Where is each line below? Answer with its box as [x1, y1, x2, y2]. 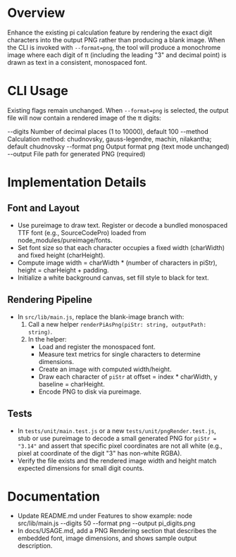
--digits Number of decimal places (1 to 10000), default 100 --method [7, 127, 209, 135]
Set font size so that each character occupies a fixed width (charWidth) [17, 243, 225, 251]
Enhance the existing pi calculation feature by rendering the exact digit [7, 28, 213, 37]
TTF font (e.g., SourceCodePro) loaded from [17, 228, 147, 237]
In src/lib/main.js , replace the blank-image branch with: [17, 312, 185, 321]
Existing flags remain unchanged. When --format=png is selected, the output [7, 106, 229, 114]
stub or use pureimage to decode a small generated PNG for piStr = [17, 434, 217, 442]
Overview [7, 5, 66, 21]
